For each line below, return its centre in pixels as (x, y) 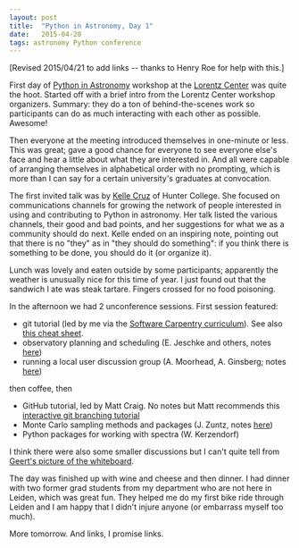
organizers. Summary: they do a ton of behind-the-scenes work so (132, 105)
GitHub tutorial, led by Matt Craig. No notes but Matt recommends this (151, 406)
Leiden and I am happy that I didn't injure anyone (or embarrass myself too (146, 507)
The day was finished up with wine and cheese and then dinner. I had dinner (149, 478)
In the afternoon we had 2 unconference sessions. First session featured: (144, 307)
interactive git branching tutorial (81, 416)
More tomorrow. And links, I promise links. (87, 534)
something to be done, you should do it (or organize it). (111, 253)
